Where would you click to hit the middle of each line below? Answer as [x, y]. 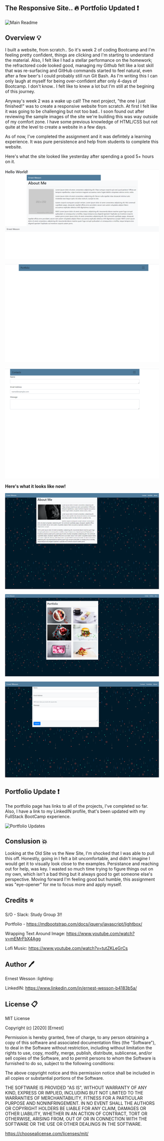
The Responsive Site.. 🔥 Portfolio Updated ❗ [72, 8]
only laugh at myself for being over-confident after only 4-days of [71, 81]
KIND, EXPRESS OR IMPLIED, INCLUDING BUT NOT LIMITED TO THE [74, 1092]
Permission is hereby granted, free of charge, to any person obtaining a [77, 1037]
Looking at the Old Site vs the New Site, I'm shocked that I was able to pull [80, 853]
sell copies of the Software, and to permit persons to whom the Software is [81, 1058]
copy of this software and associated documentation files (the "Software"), [81, 1042]
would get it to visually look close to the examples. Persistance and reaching [82, 864]
